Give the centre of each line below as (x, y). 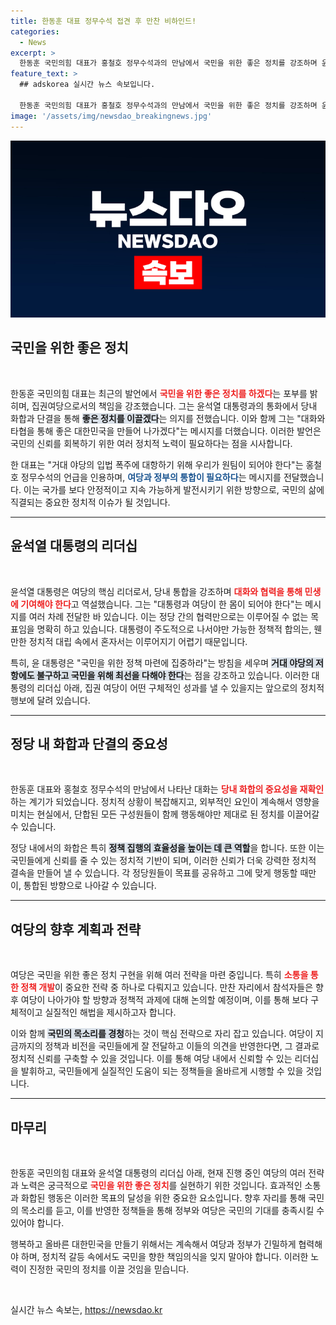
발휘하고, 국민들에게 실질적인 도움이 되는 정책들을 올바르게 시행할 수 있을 (162, 1071)
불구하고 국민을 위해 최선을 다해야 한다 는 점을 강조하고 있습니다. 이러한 (173, 675)
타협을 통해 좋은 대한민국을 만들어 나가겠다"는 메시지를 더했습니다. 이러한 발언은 (166, 431)
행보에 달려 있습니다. (50, 700)
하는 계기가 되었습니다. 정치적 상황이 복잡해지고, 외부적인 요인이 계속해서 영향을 (165, 802)
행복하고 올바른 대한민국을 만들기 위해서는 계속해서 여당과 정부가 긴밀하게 (153, 1244)
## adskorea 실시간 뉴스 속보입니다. (87, 85)
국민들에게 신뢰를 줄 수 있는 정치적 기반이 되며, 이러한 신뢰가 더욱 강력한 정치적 (163, 861)
